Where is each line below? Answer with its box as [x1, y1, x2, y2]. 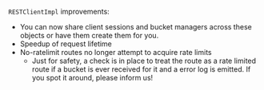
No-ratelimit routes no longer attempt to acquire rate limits [19, 48, 212, 57]
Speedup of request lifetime [19, 39, 112, 49]
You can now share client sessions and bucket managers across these [19, 22, 252, 31]
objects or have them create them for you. [19, 31, 159, 40]
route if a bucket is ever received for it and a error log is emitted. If [31, 65, 251, 74]
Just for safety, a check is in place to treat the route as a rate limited [31, 56, 257, 65]
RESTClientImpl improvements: [8, 7, 110, 16]
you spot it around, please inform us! [31, 73, 154, 82]
